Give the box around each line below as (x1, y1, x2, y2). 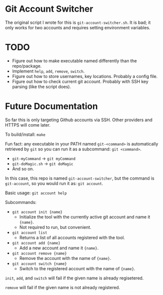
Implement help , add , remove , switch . (12, 68, 85, 74)
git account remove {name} (12, 251, 67, 256)
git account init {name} (12, 209, 63, 215)
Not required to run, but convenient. (19, 224, 91, 230)
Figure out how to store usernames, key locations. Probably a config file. (12, 73, 158, 79)
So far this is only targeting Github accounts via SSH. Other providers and (5, 117, 153, 123)
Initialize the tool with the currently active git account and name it (19, 214, 150, 220)
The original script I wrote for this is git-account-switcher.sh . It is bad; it (5, 19, 151, 25)
